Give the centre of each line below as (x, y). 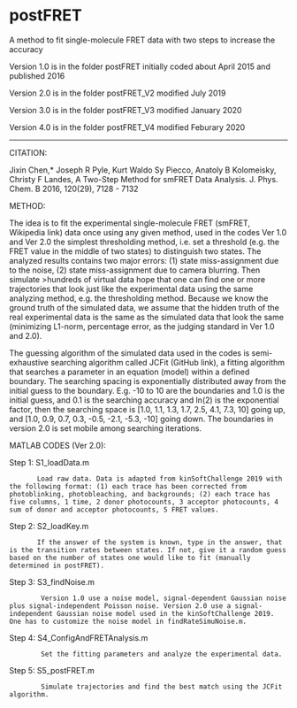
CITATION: (28, 152)
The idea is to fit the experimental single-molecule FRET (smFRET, (129, 223)
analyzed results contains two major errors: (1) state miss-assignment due (144, 260)
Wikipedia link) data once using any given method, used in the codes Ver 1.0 (148, 232)
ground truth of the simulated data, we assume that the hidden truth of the (145, 307)
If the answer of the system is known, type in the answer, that (160, 542)
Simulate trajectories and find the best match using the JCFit (162, 687)
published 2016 (37, 75)
